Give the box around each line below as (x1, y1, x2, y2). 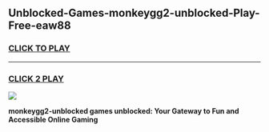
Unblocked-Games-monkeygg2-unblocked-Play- (8, 6, 260, 20)
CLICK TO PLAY (8, 43, 70, 54)
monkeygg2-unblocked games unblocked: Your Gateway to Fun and (8, 106, 239, 115)
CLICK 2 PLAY (8, 73, 64, 84)
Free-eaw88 (8, 19, 71, 33)
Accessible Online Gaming (8, 114, 98, 124)
